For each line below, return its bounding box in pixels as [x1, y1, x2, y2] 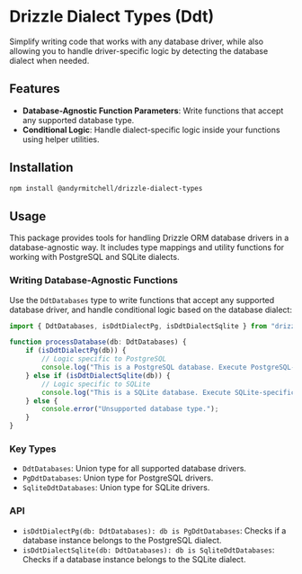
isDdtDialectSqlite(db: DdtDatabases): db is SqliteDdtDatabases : [22, 544, 275, 555]
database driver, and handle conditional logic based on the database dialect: [9, 304, 292, 315]
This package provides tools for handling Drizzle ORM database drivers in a [9, 232, 289, 244]
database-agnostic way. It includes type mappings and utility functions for [9, 242, 285, 253]
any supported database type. [22, 114, 135, 125]
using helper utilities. [22, 133, 101, 145]
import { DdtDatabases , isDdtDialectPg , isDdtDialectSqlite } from [9, 321, 268, 330]
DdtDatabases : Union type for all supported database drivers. [22, 463, 247, 474]
